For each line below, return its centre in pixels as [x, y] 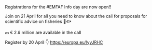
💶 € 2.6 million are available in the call [43, 32]
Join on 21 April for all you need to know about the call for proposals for [76, 16]
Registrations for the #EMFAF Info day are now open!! [58, 7]
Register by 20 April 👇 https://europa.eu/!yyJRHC [54, 42]
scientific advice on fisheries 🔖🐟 [38, 21]
